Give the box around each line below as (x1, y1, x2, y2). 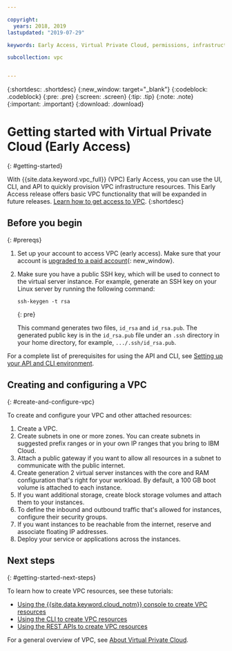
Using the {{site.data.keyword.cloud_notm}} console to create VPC (17, 600, 208, 608)
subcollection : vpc (7, 54, 64, 61)
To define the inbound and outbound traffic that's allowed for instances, (17, 505, 222, 513)
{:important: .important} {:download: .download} (7, 100, 144, 108)
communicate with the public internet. (17, 461, 126, 470)
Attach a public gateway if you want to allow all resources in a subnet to (17, 454, 222, 462)
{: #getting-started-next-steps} (7, 573, 97, 582)
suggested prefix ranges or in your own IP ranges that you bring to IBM (17, 439, 220, 447)
